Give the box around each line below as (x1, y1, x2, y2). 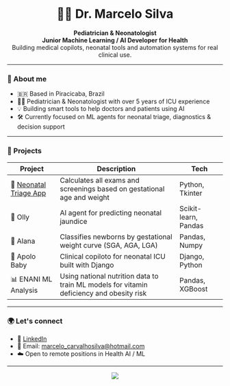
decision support (16, 123, 65, 131)
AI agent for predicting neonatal (60, 208, 162, 218)
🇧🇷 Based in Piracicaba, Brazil (16, 90, 105, 98)
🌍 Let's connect (7, 316, 63, 326)
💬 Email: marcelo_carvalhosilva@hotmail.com (16, 342, 145, 350)
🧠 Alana (10, 236, 36, 246)
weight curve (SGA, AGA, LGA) (60, 240, 159, 250)
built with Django (60, 260, 114, 270)
